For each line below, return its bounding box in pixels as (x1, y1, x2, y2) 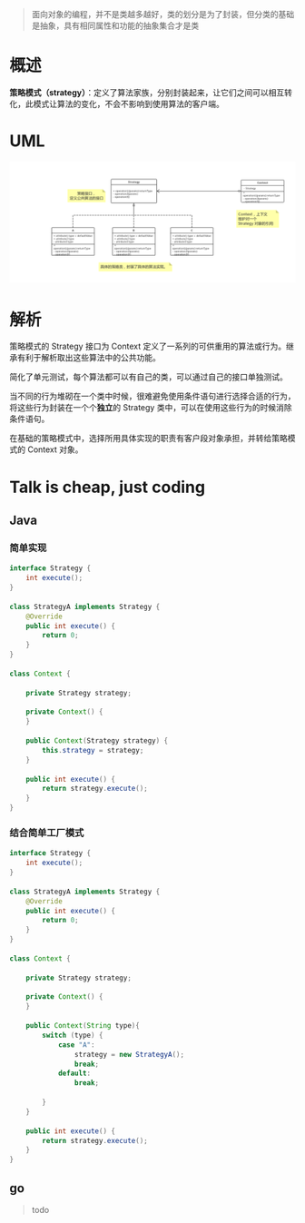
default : (57, 1069, 92, 1079)
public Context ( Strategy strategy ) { (25, 736, 169, 745)
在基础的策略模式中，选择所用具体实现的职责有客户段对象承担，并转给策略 (9, 433, 288, 444)
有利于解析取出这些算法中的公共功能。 (16, 352, 161, 363)
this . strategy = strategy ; (42, 745, 144, 755)
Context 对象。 (26, 444, 84, 455)
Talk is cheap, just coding (9, 477, 206, 498)
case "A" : (57, 1040, 95, 1050)
